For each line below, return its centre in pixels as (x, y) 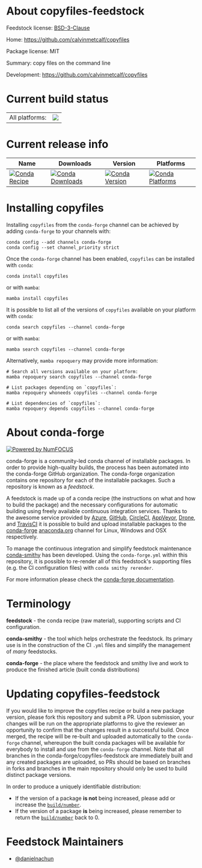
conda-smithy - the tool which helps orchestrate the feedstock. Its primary (99, 639)
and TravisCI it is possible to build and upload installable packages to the (96, 524)
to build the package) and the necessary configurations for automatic (92, 505)
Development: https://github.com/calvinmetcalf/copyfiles (77, 74)
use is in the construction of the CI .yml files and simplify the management (98, 645)
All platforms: (28, 117)
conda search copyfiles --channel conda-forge (66, 327)
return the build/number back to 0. (57, 817)
